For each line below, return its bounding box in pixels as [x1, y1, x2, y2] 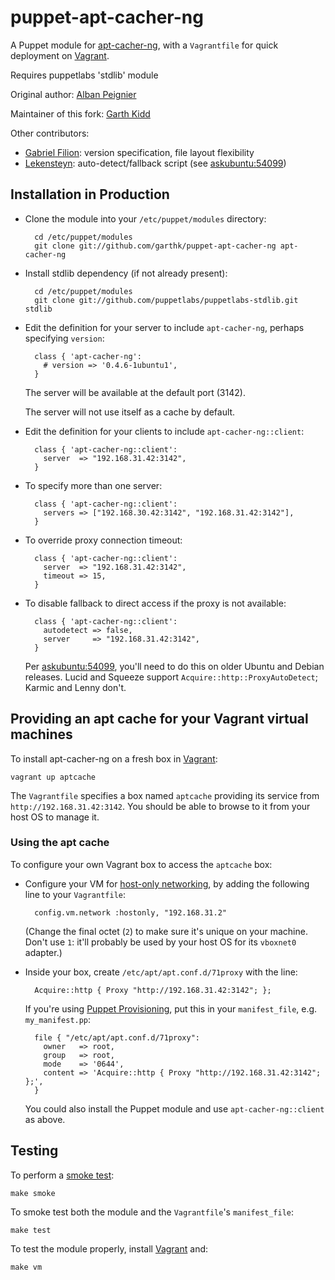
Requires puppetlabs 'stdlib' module [10, 69, 159, 81]
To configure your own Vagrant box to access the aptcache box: [10, 858, 273, 870]
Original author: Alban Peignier [10, 88, 137, 100]
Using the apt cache [10, 836, 110, 850]
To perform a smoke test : [10, 1169, 115, 1181]
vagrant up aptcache [10, 772, 97, 782]
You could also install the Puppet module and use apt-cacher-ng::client [24, 1102, 325, 1115]
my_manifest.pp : [24, 1013, 92, 1025]
